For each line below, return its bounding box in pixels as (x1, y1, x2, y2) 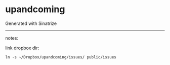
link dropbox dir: (5, 45, 39, 51)
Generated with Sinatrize (5, 20, 57, 26)
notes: (5, 35, 19, 41)
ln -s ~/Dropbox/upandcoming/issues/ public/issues (5, 54, 116, 59)
